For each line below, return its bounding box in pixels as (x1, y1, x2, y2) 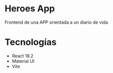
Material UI (11, 58, 35, 64)
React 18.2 (11, 53, 33, 59)
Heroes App (4, 3, 55, 14)
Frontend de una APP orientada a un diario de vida (4, 19, 108, 25)
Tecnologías (4, 36, 57, 48)
